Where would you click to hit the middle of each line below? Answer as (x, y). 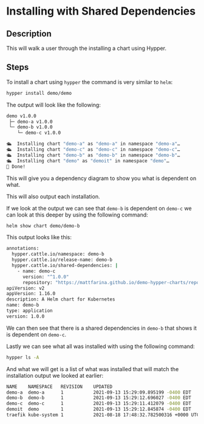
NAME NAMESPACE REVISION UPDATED (59, 387)
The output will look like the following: (54, 105)
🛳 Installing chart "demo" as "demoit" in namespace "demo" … (88, 161)
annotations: (23, 248)
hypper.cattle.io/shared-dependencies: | (65, 266)
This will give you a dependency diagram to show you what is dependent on (101, 178)
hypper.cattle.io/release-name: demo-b (62, 260)
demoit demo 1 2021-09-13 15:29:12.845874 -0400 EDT (99, 409)
